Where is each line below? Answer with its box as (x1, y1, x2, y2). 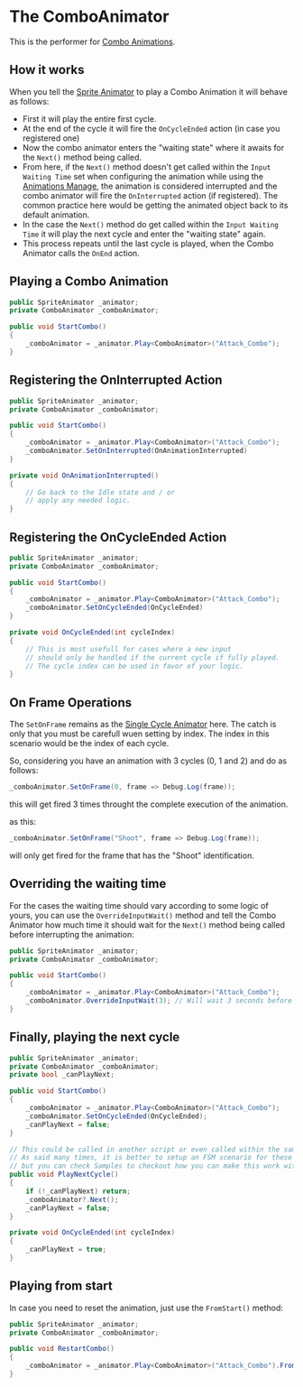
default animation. (22, 209, 90, 220)
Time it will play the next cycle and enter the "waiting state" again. (22, 228, 266, 239)
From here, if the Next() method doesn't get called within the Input (22, 161, 271, 172)
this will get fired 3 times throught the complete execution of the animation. (9, 799, 289, 809)
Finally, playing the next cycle (9, 1030, 180, 1045)
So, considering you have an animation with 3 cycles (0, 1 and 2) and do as (9, 755, 287, 766)
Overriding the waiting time (9, 876, 167, 892)
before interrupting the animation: (9, 929, 134, 939)
